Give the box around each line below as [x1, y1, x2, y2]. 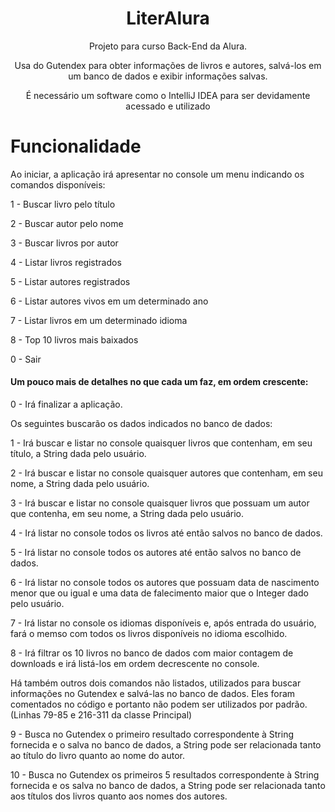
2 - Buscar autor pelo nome [10, 217, 124, 229]
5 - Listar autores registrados [10, 275, 131, 287]
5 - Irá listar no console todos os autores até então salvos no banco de [10, 547, 302, 559]
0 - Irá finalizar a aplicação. [10, 398, 123, 411]
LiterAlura [126, 7, 210, 30]
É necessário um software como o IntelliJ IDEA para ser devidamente [25, 89, 311, 101]
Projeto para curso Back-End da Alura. [88, 40, 248, 52]
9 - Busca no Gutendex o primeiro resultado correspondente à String [10, 728, 295, 741]
